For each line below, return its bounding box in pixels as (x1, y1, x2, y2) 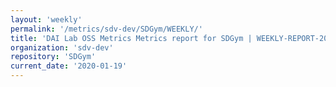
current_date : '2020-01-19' (10, 61, 128, 71)
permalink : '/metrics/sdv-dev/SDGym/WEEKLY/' (10, 24, 203, 34)
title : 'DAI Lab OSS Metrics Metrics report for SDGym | (10, 33, 253, 43)
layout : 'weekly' (10, 14, 83, 25)
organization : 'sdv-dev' (10, 42, 114, 53)
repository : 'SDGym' (10, 52, 97, 62)
